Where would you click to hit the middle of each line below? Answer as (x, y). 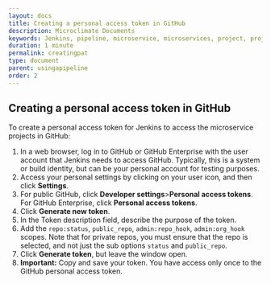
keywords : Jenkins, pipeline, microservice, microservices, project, (128, 38)
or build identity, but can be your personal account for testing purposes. (140, 169)
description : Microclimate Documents (72, 31)
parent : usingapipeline (48, 68)
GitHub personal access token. (71, 271)
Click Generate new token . (65, 212)
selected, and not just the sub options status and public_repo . (123, 245)
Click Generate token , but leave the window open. (104, 254)
